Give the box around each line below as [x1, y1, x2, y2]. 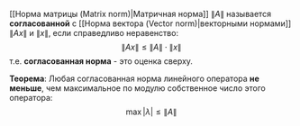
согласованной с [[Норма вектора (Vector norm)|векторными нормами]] [9, 18, 292, 29]
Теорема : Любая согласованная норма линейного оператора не [9, 73, 259, 84]
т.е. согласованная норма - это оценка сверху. [9, 56, 194, 67]
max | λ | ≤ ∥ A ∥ [125, 106, 177, 117]
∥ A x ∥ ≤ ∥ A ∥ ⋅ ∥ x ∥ [121, 41, 182, 52]
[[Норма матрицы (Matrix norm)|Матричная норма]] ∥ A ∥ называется [9, 9, 272, 19]
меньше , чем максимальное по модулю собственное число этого [9, 83, 266, 94]
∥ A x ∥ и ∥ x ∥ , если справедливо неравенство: [9, 28, 178, 38]
